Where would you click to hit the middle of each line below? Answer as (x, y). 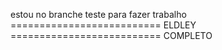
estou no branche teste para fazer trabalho (98, 14)
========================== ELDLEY (103, 25)
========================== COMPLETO (111, 35)
